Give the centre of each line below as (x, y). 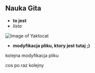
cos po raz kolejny (25, 65)
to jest (19, 20)
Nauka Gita (23, 8)
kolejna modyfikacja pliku (32, 55)
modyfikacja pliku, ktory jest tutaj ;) (51, 46)
